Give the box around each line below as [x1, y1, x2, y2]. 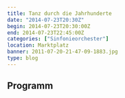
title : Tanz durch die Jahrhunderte [7, 10, 112, 17]
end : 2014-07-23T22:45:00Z [7, 29, 84, 36]
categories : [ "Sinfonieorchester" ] [7, 36, 109, 42]
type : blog [7, 55, 38, 62]
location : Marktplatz [7, 42, 69, 49]
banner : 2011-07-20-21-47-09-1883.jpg [7, 49, 118, 56]
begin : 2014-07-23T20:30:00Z [7, 23, 91, 29]
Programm [7, 80, 54, 92]
